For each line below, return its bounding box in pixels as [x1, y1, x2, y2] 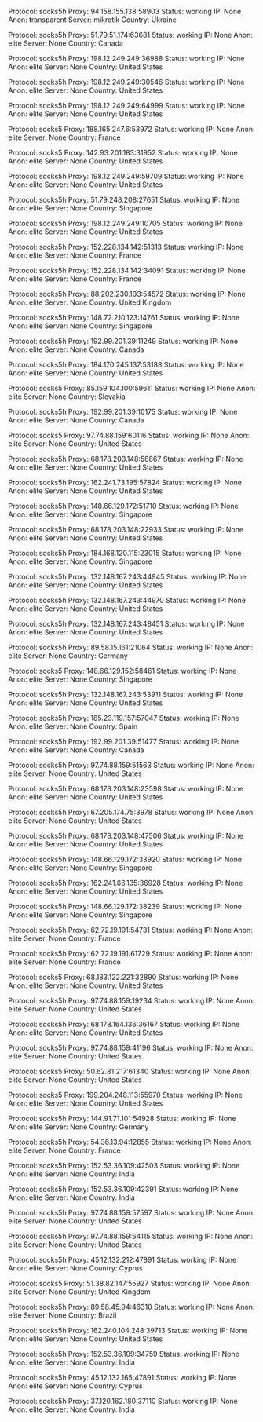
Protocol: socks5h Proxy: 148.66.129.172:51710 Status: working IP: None [8, 502, 239, 510]
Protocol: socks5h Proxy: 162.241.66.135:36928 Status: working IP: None [8, 879, 243, 887]
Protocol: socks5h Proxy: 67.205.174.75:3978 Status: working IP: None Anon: [8, 808, 255, 817]
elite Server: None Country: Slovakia [8, 392, 126, 401]
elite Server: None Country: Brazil [8, 1311, 117, 1320]
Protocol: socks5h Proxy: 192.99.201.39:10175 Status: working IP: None [8, 408, 238, 416]
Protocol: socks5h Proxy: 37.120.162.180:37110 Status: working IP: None [8, 1397, 238, 1406]
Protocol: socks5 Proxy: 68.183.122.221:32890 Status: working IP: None [8, 973, 239, 982]
